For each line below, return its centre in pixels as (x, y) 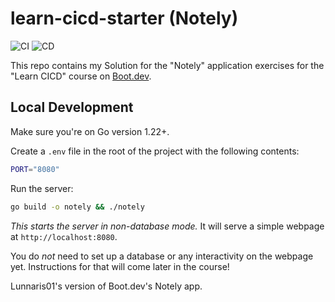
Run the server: (42, 188)
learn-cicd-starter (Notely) (124, 18)
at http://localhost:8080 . (64, 236)
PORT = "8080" (35, 169)
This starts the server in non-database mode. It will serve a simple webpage (167, 226)
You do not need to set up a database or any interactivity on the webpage (162, 256)
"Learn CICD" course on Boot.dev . (81, 76)
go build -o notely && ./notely (77, 207)
